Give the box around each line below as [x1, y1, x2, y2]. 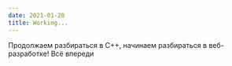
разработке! [8, 49, 50, 58]
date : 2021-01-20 [8, 11, 65, 20]
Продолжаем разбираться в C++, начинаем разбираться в [8, 40, 208, 49]
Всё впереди [50, 49, 94, 58]
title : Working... [8, 19, 68, 27]
